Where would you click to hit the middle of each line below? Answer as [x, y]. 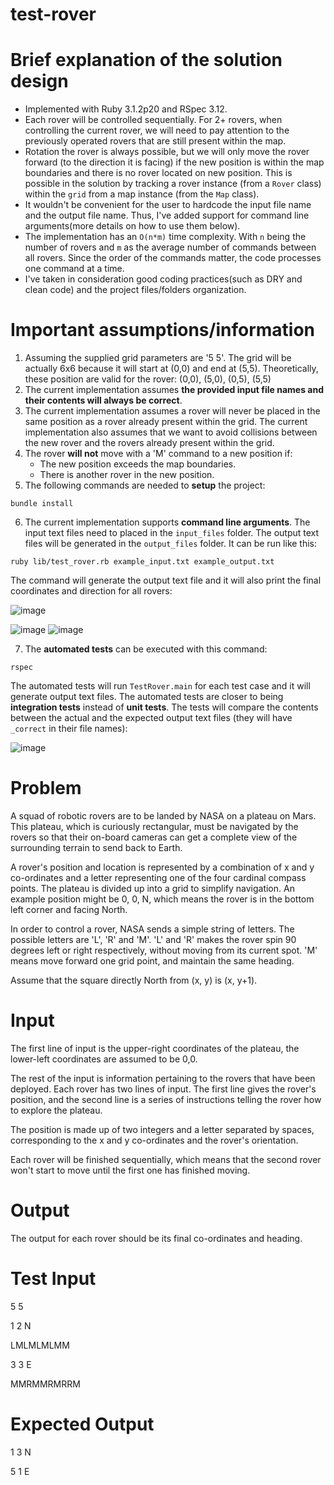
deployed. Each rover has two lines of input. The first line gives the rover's [163, 1089]
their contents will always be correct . [103, 400]
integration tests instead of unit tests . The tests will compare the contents [164, 707]
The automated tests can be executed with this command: [146, 649]
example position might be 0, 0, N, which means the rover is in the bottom [162, 899]
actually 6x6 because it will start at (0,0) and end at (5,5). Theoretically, [171, 369]
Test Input [53, 1279]
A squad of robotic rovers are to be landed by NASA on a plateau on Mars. [163, 816]
